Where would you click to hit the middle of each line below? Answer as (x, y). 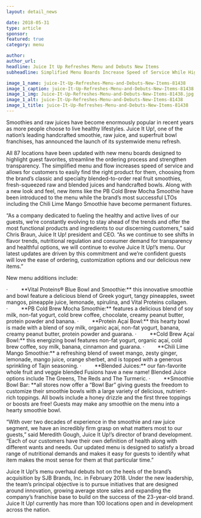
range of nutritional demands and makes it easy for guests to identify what (98, 453)
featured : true (25, 39)
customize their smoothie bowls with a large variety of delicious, (86, 391)
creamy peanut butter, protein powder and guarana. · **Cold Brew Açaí (100, 334)
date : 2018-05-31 (28, 22)
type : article (24, 28)
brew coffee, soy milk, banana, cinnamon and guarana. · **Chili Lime (97, 346)
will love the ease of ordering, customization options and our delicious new (99, 260)
